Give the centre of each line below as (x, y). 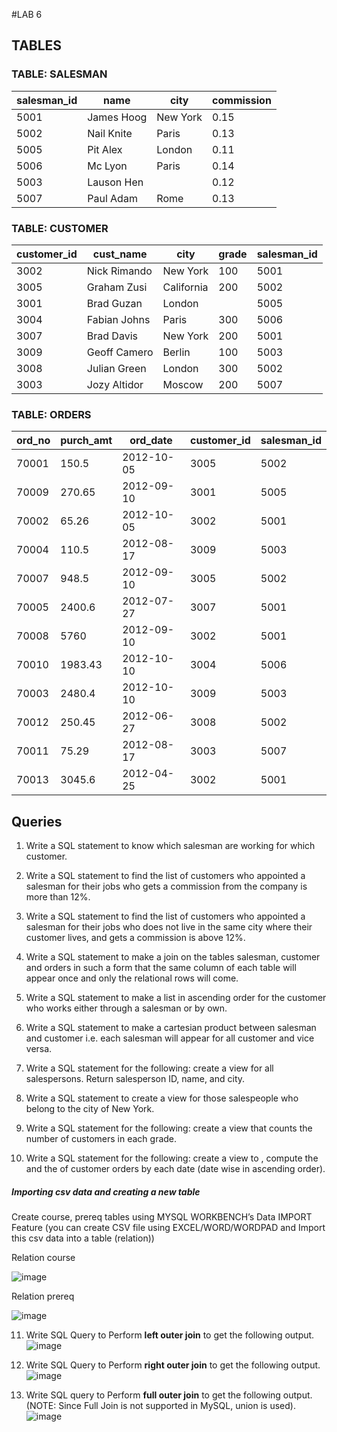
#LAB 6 (27, 14)
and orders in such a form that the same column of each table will (161, 968)
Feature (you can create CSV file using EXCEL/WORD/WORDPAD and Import (168, 1228)
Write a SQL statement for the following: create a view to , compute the (172, 1158)
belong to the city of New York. (90, 1109)
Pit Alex (105, 149)
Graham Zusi (117, 287)
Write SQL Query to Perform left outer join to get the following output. (170, 1335)
